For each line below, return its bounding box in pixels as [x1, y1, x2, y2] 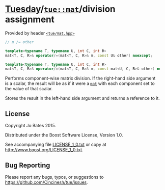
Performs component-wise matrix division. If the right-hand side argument [5, 75, 156, 81]
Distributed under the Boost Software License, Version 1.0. [5, 132, 123, 138]
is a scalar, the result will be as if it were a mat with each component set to [5, 81, 155, 86]
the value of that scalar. [5, 86, 53, 92]
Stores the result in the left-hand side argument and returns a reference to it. [5, 95, 160, 101]
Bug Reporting [5, 161, 51, 169]
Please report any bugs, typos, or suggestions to [5, 174, 104, 180]
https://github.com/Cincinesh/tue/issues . [5, 179, 88, 185]
